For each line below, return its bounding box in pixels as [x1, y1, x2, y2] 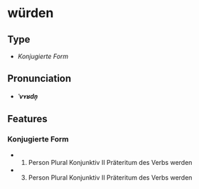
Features [7, 113, 48, 125]
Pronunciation [7, 72, 72, 85]
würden [7, 5, 54, 21]
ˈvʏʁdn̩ [17, 92, 38, 100]
